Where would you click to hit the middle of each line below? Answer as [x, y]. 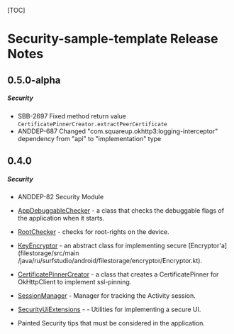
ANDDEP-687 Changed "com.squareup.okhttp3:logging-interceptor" [118, 131]
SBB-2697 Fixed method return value [72, 116]
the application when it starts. [61, 218]
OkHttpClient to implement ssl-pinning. [74, 282]
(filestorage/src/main [48, 253]
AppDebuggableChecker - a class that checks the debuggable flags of [121, 210]
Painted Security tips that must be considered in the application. [111, 323]
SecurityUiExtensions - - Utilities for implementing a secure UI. [109, 309]
